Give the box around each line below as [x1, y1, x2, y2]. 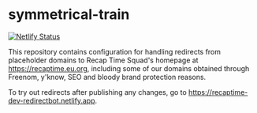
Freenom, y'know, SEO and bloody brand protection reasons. [8, 72, 207, 81]
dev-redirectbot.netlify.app [8, 96, 96, 105]
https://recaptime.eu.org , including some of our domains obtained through [8, 63, 250, 73]
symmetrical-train [8, 6, 130, 24]
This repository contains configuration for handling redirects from [8, 47, 222, 56]
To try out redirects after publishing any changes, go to [8, 87, 187, 96]
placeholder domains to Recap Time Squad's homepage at [8, 55, 199, 65]
